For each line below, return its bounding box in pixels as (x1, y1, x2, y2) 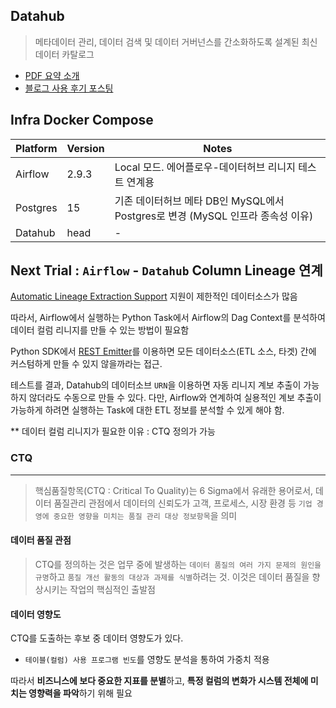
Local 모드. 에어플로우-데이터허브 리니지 (114, 160, 296, 174)
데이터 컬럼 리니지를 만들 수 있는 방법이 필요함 (10, 324, 190, 336)
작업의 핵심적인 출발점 (69, 583, 156, 595)
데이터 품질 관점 (10, 534, 72, 546)
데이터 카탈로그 (34, 48, 95, 60)
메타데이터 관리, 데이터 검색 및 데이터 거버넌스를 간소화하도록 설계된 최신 (34, 35, 318, 48)
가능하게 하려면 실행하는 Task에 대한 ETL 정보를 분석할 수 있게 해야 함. (10, 404, 285, 416)
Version (66, 141, 105, 155)
